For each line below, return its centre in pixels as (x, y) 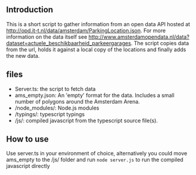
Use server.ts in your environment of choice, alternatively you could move (97, 154)
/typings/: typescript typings (50, 114)
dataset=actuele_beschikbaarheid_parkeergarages (69, 43)
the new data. (23, 55)
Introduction (30, 10)
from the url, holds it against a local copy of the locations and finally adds (96, 49)
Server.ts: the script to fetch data (55, 89)
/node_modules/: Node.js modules (57, 108)
